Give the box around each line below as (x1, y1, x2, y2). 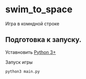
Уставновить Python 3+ (5, 49, 56, 55)
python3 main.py (5, 69, 40, 74)
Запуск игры (5, 59, 33, 65)
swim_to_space (5, 4, 73, 15)
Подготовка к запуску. (5, 35, 82, 44)
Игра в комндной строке (5, 21, 60, 27)
